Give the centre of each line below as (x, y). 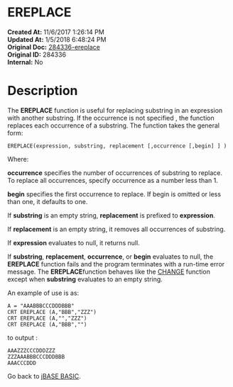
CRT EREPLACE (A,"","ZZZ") (47, 318)
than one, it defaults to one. (48, 201)
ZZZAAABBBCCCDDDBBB (36, 357)
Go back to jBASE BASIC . (44, 376)
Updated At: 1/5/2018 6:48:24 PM (57, 39)
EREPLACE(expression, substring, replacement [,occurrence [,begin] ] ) (117, 146)
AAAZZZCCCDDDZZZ (31, 350)
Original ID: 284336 (37, 55)
